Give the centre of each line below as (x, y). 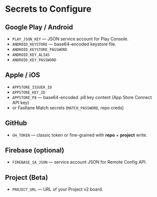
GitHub (16, 123)
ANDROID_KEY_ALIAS (31, 55)
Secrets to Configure (48, 9)
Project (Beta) (26, 177)
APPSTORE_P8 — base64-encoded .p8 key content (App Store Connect (82, 97)
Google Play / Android (39, 27)
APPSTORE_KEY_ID (29, 92)
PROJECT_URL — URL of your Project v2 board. (58, 189)
